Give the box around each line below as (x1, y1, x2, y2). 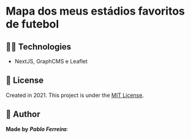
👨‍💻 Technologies (6, 41, 72, 52)
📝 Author (6, 109, 40, 119)
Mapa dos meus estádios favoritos (6, 4, 185, 18)
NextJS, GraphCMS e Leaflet (14, 58, 88, 65)
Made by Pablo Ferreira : (6, 125, 69, 132)
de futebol (6, 17, 59, 31)
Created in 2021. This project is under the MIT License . (6, 91, 144, 99)
